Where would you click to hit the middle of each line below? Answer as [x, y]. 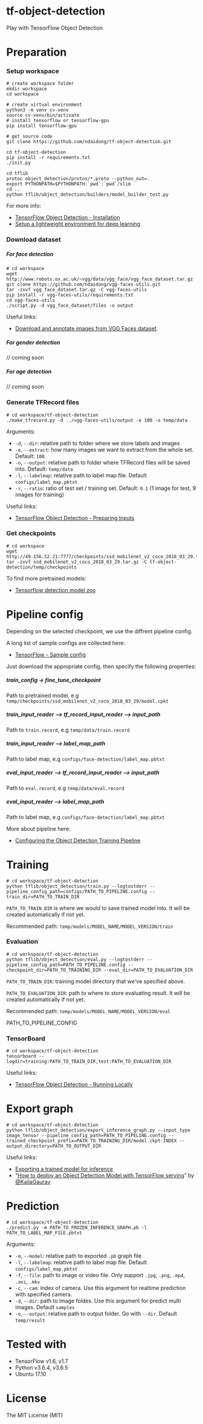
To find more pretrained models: [46, 578]
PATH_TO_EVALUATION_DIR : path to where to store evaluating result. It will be [98, 993]
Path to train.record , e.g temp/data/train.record [68, 730]
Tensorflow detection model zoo [55, 590]
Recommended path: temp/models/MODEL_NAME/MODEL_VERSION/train [90, 926]
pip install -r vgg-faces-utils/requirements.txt [70, 295]
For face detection [30, 254]
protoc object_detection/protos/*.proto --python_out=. [78, 179]
